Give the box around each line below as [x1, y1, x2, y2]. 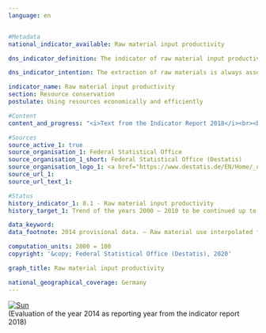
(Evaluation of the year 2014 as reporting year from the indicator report [8, 308, 240, 318]
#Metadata [8, 32, 41, 40]
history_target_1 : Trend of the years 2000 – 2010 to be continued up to [8, 206, 257, 214]
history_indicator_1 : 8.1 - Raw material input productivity [8, 199, 215, 207]
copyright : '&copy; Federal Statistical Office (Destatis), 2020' [8, 250, 232, 258]
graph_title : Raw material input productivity [8, 264, 165, 272]
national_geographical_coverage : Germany [8, 278, 147, 286]
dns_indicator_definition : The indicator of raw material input [8, 55, 225, 62]
